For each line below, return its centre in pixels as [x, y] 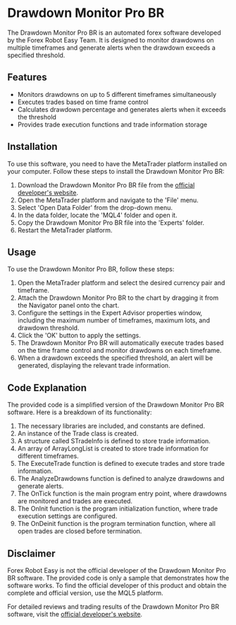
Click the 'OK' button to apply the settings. [79, 335]
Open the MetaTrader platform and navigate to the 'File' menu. [108, 200]
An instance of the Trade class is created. [78, 433]
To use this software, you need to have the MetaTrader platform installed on [117, 163]
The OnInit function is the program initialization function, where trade [118, 509]
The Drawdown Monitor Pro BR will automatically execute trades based [120, 343]
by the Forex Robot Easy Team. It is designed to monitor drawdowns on [111, 40]
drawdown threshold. [48, 328]
